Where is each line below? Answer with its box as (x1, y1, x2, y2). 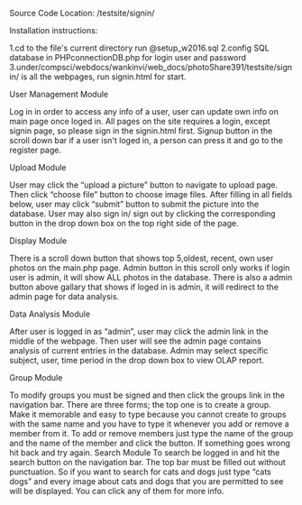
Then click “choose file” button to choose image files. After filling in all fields (9, 189, 293, 199)
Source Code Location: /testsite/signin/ (9, 8, 155, 18)
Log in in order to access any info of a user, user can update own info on (9, 106, 279, 116)
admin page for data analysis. (9, 291, 120, 301)
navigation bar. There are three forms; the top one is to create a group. (9, 399, 272, 409)
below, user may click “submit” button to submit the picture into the (9, 198, 260, 209)
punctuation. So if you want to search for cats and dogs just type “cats (9, 466, 272, 477)
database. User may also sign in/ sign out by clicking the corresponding (9, 208, 277, 219)
